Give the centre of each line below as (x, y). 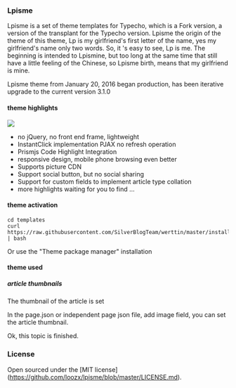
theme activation (33, 205)
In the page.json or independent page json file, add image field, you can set (117, 315)
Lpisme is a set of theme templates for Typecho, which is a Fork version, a (115, 26)
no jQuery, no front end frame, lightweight (78, 136)
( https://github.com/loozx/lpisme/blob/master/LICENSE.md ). (94, 377)
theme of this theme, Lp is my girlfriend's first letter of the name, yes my (112, 41)
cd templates (26, 220)
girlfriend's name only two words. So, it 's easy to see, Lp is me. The (106, 48)
